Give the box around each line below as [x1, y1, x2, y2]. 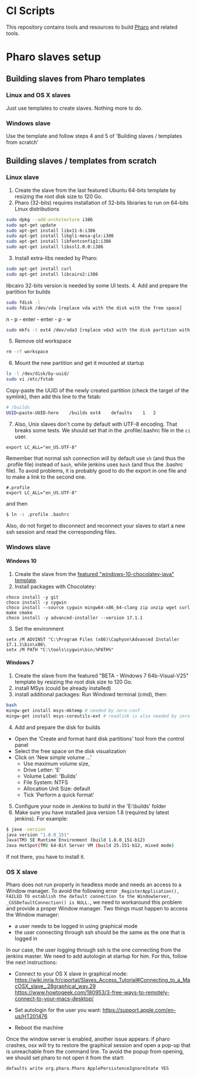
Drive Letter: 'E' [23, 766, 62, 773]
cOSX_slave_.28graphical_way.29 [14, 983, 96, 990]
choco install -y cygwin [6, 600, 67, 605]
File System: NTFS [23, 778, 69, 785]
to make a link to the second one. [6, 473, 87, 480]
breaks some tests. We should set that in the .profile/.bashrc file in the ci [14, 426, 191, 433]
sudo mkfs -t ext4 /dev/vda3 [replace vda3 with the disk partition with [6, 327, 191, 333]
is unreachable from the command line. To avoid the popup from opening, [6, 1048, 184, 1055]
